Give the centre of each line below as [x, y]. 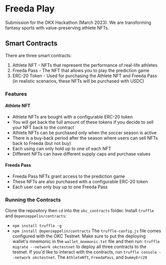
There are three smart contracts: [39, 55]
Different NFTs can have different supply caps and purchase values [81, 154]
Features [16, 94]
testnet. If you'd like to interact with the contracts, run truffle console [84, 252]
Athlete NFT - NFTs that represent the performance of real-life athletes [85, 65]
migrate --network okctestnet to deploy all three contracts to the [79, 247]
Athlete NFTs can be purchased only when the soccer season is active [84, 132]
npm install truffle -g [37, 226]
